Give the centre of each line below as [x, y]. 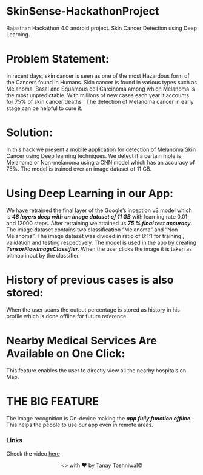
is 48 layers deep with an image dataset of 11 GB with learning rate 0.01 [97, 216]
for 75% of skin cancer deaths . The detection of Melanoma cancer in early [100, 101]
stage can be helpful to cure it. [45, 108]
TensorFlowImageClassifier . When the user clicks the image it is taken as [99, 249]
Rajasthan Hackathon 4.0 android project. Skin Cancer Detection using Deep [102, 28]
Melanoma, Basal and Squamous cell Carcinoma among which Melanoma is [101, 89]
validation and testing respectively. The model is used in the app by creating [101, 242]
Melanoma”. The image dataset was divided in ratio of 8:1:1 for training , [95, 236]
